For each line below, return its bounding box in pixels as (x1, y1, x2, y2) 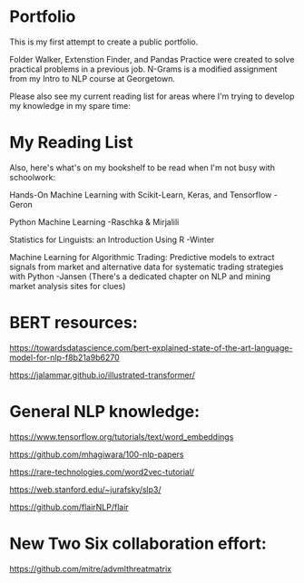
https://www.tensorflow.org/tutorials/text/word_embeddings (9, 431, 234, 442)
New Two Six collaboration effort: (9, 533, 268, 554)
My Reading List (9, 132, 133, 153)
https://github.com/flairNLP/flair (9, 501, 129, 512)
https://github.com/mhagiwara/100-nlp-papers (9, 449, 184, 460)
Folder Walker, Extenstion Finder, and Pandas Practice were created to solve (9, 53, 295, 64)
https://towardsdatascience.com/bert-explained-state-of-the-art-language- (9, 342, 293, 353)
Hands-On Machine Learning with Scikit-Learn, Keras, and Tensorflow (9, 189, 272, 200)
